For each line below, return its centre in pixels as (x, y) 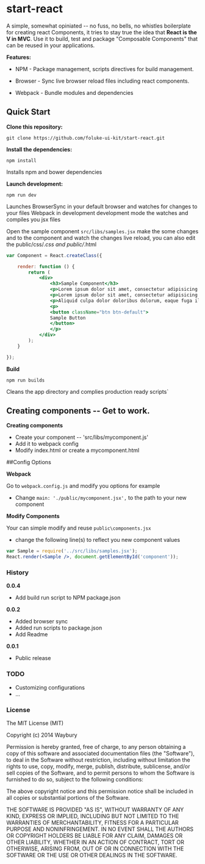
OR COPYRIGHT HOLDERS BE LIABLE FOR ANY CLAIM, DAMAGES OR (95, 836)
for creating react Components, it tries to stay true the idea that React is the (102, 32)
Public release (33, 658)
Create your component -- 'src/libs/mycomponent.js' (81, 437)
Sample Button (68, 318)
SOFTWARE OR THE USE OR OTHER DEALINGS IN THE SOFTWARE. (92, 855)
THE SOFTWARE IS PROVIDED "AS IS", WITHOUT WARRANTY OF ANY (95, 810)
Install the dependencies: (39, 149)
